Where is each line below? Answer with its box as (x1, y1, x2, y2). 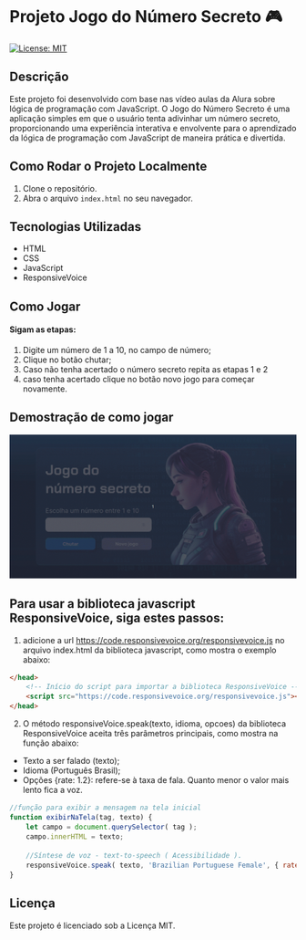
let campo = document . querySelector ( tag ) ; (25, 822, 198, 831)
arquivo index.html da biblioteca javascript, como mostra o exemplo (22, 644, 277, 655)
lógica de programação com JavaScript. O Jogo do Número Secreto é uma (9, 103, 291, 114)
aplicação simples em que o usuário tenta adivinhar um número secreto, (9, 112, 280, 123)
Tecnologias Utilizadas (9, 219, 142, 235)
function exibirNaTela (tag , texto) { (9, 812, 153, 821)
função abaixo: (22, 737, 79, 748)
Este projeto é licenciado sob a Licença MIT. (9, 920, 176, 931)
